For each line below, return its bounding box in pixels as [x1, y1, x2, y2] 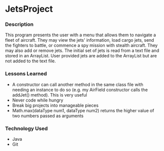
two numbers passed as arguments [12, 113, 84, 119]
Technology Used [5, 125, 48, 132]
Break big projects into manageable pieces [12, 102, 99, 108]
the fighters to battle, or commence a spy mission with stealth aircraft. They [5, 43, 158, 49]
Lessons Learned [5, 70, 47, 77]
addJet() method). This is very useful [12, 92, 87, 98]
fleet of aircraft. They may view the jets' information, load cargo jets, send [5, 37, 154, 43]
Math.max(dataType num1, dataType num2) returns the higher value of [12, 107, 154, 113]
